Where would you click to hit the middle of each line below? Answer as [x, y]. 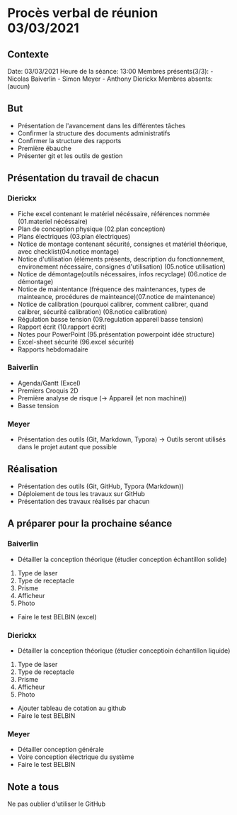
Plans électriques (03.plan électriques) [74, 236]
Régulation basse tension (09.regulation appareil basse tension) [110, 319]
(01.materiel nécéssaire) [53, 221]
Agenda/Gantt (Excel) [49, 383]
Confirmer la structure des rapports [69, 140]
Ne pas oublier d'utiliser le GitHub [57, 804]
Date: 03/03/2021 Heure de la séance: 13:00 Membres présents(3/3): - [110, 71]
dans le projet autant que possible [67, 447]
